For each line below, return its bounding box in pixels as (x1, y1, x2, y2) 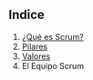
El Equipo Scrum (21, 60, 84, 71)
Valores (21, 50, 51, 62)
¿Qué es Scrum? (21, 31, 84, 42)
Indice (8, 7, 45, 23)
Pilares (21, 41, 47, 52)
